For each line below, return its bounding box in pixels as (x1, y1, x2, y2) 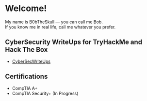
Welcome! (5, 3, 47, 14)
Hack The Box (5, 45, 48, 54)
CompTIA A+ (12, 85, 38, 91)
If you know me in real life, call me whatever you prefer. (5, 24, 116, 29)
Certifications (5, 72, 48, 81)
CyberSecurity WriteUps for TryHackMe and (5, 38, 142, 46)
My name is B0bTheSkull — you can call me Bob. (5, 19, 103, 25)
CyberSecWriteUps (12, 58, 51, 64)
